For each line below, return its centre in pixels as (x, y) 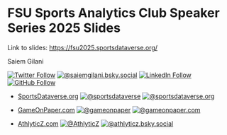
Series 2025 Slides (64, 28)
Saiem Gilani (26, 61)
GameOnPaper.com (46, 110)
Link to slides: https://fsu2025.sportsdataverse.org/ (83, 47)
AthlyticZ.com (38, 123)
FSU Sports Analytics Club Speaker (113, 13)
